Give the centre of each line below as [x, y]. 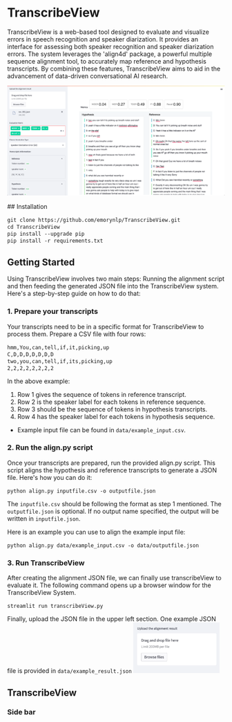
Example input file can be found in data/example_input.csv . [101, 429]
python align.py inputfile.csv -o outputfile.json [81, 491]
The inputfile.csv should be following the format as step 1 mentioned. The [115, 503]
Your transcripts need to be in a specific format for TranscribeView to [106, 326]
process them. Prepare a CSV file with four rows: [77, 334]
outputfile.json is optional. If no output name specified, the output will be [113, 511]
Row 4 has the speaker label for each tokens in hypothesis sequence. [116, 416]
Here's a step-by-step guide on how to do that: [74, 294]
